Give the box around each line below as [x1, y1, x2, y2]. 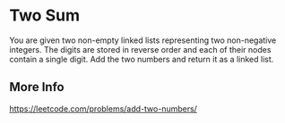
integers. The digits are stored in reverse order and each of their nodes [9, 44, 272, 54]
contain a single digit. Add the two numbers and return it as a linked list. [9, 53, 274, 64]
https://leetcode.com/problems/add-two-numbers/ [9, 103, 197, 114]
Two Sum [9, 5, 81, 26]
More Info [9, 79, 65, 94]
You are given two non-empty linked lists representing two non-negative [9, 35, 277, 45]
